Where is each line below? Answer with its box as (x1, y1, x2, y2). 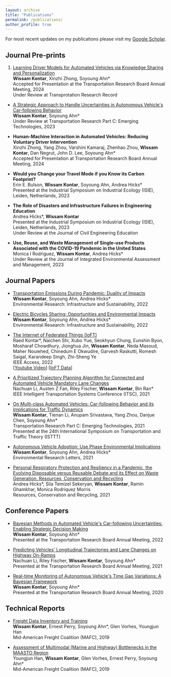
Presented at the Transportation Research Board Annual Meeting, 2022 (12, 536, 163, 542)
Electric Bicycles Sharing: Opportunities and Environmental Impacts (12, 311, 156, 317)
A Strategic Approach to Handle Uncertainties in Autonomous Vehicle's (12, 102, 163, 108)
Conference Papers (5, 506, 69, 515)
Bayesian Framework (12, 578, 58, 585)
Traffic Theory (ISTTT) (12, 434, 61, 440)
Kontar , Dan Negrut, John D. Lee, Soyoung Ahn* (12, 150, 116, 156)
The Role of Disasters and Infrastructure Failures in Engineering (12, 202, 151, 209)
